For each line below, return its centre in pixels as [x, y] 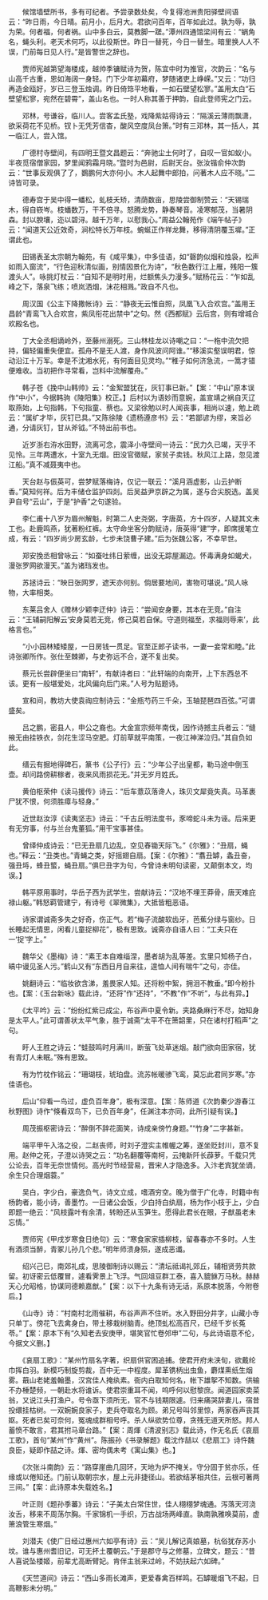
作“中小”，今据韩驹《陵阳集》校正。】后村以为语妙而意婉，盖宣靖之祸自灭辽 [132, 397]
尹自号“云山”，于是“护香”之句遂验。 [67, 501]
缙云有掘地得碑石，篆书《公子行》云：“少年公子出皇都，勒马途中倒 [132, 764]
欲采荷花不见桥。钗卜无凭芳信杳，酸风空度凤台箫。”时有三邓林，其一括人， [130, 126]
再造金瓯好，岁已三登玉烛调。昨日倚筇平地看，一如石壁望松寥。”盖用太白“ [128, 89]
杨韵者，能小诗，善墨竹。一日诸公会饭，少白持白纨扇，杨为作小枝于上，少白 [134, 1202]
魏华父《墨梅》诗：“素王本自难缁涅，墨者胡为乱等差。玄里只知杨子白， [139, 956]
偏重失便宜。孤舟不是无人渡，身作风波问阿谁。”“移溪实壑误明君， [142, 351]
